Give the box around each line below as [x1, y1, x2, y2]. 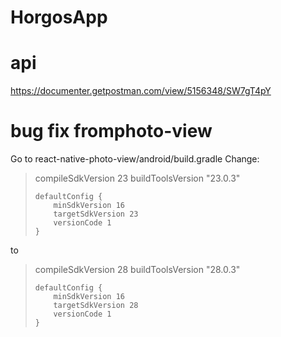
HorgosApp [10, 6, 108, 29]
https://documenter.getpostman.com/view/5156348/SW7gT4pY [10, 85, 272, 97]
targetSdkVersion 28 [53, 301, 139, 311]
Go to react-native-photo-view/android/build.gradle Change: [10, 153, 260, 165]
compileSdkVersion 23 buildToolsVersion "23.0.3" [34, 172, 241, 185]
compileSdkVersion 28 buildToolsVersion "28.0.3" [34, 264, 241, 276]
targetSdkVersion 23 [53, 209, 139, 220]
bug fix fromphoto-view [10, 120, 213, 143]
